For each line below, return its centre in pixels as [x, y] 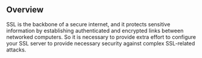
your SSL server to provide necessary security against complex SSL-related [101, 43]
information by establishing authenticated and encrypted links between [95, 30]
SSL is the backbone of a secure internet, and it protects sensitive [88, 24]
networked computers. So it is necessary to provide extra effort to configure [101, 37]
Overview [25, 10]
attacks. [16, 50]
